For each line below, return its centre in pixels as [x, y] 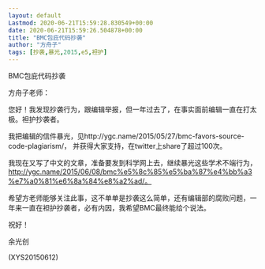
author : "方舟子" [35, 45]
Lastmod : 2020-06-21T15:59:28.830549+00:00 [81, 23]
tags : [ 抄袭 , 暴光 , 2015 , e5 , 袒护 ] [58, 52]
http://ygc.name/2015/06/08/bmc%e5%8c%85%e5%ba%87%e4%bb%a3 [130, 172]
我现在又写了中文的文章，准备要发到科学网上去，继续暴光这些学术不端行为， [132, 163]
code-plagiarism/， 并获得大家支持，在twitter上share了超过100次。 [118, 146]
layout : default [35, 15]
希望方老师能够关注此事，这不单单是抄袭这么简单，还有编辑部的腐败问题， [129, 198]
